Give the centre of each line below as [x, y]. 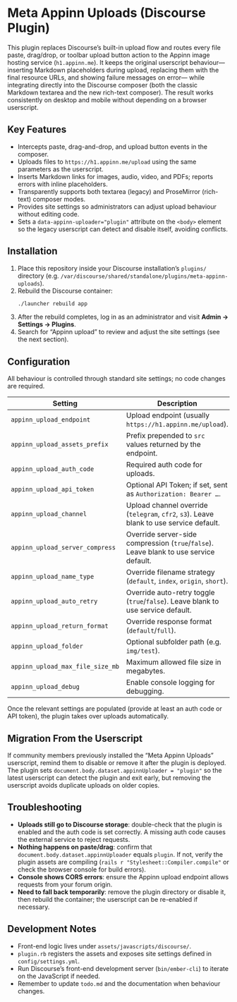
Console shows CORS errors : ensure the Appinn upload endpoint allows [123, 876]
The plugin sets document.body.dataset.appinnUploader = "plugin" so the [115, 771]
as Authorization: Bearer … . [173, 494]
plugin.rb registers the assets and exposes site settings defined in [114, 953]
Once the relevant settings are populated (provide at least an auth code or [115, 709]
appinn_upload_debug [45, 687]
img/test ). [143, 651]
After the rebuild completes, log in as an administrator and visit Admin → [123, 317]
